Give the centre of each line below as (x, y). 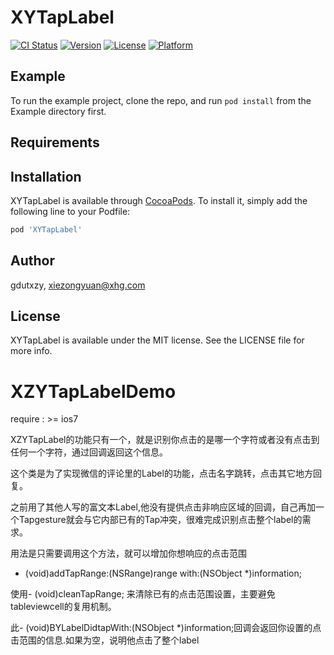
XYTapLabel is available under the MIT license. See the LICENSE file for (157, 340)
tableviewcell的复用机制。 (63, 607)
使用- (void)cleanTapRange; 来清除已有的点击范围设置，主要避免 (143, 594)
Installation (46, 176)
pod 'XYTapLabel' (46, 229)
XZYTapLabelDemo (93, 391)
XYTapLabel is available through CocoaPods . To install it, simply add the (159, 200)
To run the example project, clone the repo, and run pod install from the (161, 100)
